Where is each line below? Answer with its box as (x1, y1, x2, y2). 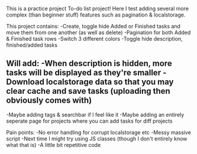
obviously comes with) (6, 96, 92, 106)
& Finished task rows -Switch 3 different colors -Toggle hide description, (6, 35, 183, 42)
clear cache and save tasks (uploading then (6, 86, 170, 96)
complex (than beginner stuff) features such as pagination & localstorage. (6, 11, 186, 18)
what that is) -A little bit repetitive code (6, 141, 101, 148)
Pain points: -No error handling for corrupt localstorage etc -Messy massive (6, 129, 191, 136)
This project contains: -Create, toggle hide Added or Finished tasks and (6, 23, 180, 30)
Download (6, 77, 44, 87)
